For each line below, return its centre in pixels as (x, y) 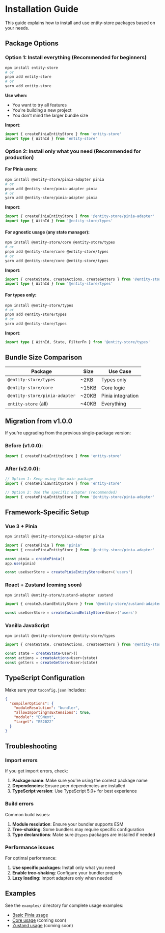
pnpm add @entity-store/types (36, 315)
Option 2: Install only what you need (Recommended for (73, 151)
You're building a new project (42, 110)
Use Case (120, 371)
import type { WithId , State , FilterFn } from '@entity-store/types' (78, 342)
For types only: (21, 295)
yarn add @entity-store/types (36, 324)
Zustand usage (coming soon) (43, 925)
